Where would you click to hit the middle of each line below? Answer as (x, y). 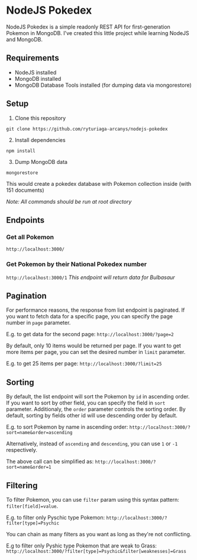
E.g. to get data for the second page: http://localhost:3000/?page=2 (90, 334)
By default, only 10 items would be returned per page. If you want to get (94, 346)
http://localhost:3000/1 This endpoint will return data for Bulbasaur (91, 277)
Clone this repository (40, 118)
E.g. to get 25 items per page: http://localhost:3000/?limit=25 (84, 363)
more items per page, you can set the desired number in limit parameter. (96, 352)
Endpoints (25, 220)
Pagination (27, 295)
